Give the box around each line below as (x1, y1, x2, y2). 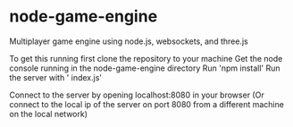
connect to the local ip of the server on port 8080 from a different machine (9, 98, 284, 109)
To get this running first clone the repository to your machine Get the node (9, 53, 283, 63)
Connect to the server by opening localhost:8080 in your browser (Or (9, 89, 265, 100)
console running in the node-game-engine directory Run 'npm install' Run (9, 63, 280, 73)
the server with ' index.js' (9, 72, 103, 82)
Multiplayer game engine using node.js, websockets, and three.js (9, 36, 248, 47)
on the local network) (9, 108, 88, 119)
